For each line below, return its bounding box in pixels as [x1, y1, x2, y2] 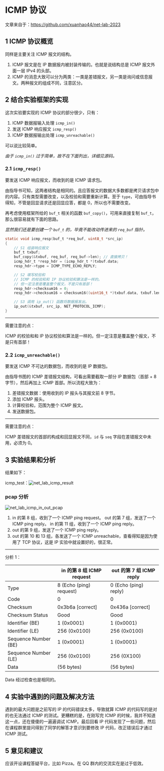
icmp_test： [5, 480, 29, 486]
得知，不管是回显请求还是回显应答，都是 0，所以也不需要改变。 [5, 199, 133, 205]
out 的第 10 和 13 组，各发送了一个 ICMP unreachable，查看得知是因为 [12, 533, 154, 539]
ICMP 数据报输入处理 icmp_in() [12, 120, 76, 126]
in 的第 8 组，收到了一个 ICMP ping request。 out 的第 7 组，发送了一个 [12, 515, 156, 521]
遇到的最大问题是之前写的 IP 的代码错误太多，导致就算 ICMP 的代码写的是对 [5, 706, 158, 712]
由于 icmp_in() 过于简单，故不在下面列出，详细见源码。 [5, 153, 117, 159]
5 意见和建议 [5, 747, 43, 755]
